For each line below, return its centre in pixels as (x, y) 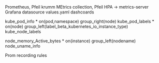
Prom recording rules (26, 55)
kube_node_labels (23, 31)
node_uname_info (23, 46)
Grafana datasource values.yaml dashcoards (50, 12)
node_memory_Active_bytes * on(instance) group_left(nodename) (71, 41)
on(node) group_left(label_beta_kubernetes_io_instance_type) (66, 26)
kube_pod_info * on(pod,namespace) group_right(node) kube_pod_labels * (80, 21)
